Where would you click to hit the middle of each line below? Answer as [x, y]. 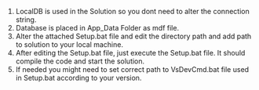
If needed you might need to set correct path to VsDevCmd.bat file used [132, 69]
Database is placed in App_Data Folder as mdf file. [97, 28]
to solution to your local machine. [69, 45]
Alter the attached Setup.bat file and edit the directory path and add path [133, 36]
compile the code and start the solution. [80, 61]
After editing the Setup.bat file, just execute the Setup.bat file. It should [130, 53]
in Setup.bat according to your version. [78, 78]
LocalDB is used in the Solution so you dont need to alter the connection [132, 11]
